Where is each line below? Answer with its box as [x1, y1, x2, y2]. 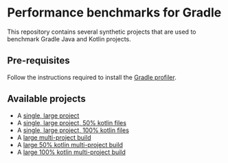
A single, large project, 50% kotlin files [16, 118, 127, 127]
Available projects [7, 93, 86, 105]
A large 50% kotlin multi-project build [16, 140, 124, 149]
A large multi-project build [16, 133, 91, 142]
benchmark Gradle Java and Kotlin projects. [7, 34, 132, 43]
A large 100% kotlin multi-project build [16, 148, 126, 156]
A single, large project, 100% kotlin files [16, 126, 129, 134]
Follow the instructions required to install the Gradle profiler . [7, 73, 176, 81]
